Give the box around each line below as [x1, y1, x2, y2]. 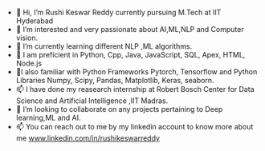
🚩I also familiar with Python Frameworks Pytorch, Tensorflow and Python [15, 67, 258, 76]
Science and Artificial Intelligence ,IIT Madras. [15, 96, 169, 105]
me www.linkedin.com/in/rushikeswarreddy [15, 133, 161, 143]
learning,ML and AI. [15, 113, 81, 122]
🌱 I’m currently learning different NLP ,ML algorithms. [15, 42, 193, 51]
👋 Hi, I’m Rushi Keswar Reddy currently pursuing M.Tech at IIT [15, 8, 222, 17]
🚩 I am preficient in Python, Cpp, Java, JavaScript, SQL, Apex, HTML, [15, 50, 246, 59]
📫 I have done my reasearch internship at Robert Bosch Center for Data [15, 85, 255, 93]
